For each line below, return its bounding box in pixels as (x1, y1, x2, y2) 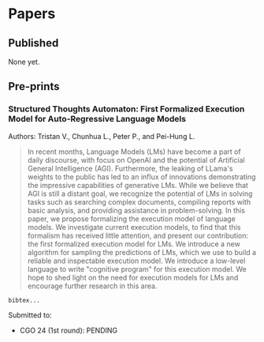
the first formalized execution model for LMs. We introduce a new (27, 239, 240, 249)
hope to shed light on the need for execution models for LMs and (27, 272, 239, 282)
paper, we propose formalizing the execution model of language (27, 214, 236, 224)
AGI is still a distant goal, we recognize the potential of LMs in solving (27, 189, 253, 198)
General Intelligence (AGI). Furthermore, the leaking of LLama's (27, 163, 233, 173)
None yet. (8, 57, 40, 66)
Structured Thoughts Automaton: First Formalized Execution (8, 103, 245, 115)
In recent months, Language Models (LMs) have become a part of (27, 147, 242, 156)
